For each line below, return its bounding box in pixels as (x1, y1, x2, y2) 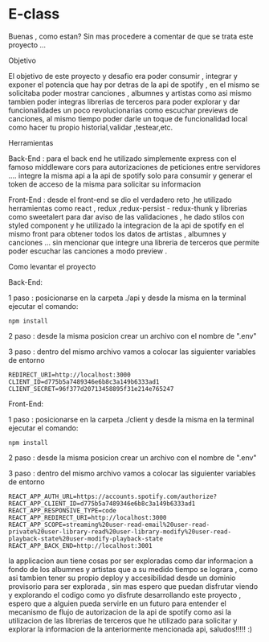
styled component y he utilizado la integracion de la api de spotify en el (8, 220, 245, 230)
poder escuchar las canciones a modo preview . (8, 246, 167, 256)
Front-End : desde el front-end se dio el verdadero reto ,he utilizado (8, 195, 232, 204)
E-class (8, 5, 60, 23)
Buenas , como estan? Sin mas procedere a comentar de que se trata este (8, 31, 254, 41)
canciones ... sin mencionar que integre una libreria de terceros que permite (8, 237, 259, 247)
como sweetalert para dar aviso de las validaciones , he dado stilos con (8, 212, 245, 221)
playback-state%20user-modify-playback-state (8, 534, 163, 543)
